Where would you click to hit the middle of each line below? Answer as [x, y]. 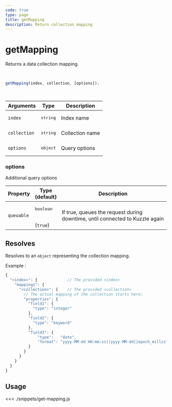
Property [19, 194]
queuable [18, 215]
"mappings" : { [29, 285]
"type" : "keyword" [52, 323]
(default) [46, 197]
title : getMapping [25, 20]
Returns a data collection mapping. [42, 64]
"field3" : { [41, 332]
